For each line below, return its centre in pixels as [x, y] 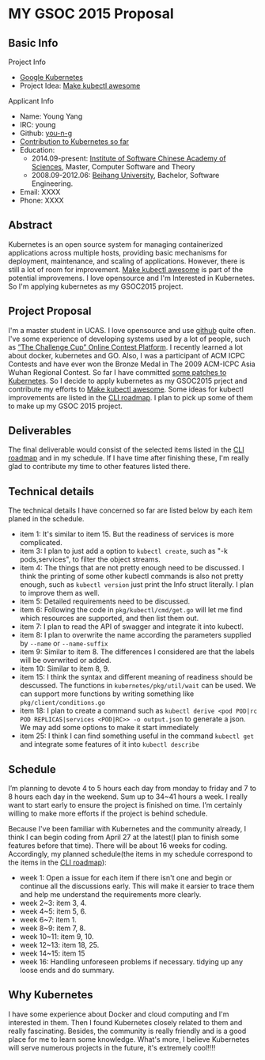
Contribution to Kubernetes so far [74, 142]
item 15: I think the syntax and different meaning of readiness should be [136, 677]
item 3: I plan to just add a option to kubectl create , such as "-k [123, 551]
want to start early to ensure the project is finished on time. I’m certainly [125, 805]
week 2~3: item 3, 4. [53, 903]
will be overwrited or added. [66, 661]
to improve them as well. [60, 593]
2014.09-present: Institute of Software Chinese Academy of [129, 158]
